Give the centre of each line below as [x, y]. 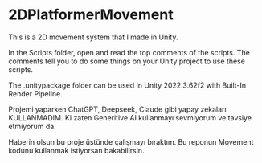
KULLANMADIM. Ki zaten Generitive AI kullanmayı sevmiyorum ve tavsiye [130, 117]
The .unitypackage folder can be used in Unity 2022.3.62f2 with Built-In [127, 85]
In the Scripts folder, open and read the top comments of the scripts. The [129, 52]
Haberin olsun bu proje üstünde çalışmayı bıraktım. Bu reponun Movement [131, 141]
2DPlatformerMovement [91, 15]
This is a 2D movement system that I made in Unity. [93, 37]
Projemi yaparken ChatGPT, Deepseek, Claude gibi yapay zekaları [117, 109]
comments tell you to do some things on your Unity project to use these [127, 61]
